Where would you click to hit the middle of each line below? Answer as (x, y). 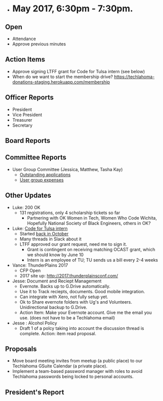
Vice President (27, 115)
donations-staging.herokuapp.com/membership (61, 82)
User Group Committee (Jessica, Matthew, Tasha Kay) (67, 169)
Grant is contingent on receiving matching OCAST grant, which (91, 249)
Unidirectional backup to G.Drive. (53, 307)
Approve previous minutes (39, 44)
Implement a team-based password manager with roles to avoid (77, 371)
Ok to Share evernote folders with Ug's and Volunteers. (76, 302)
